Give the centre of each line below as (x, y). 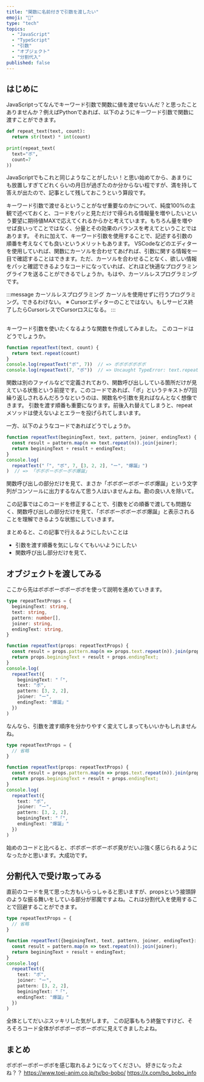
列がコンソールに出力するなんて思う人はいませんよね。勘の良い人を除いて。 (102, 491)
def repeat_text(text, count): (46, 131)
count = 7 (22, 159)
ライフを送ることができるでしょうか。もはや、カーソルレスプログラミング (104, 274)
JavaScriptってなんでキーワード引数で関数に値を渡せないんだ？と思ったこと (102, 104)
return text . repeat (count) (46, 353)
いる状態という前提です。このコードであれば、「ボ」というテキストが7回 (107, 390)
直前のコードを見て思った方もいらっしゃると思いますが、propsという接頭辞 (101, 892)
